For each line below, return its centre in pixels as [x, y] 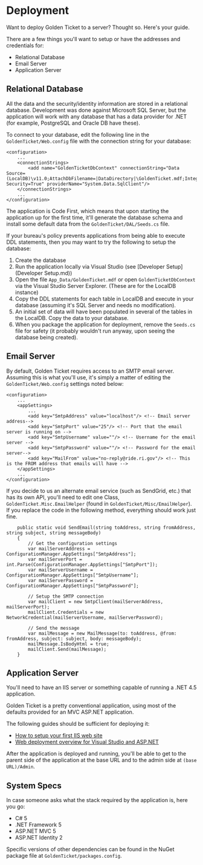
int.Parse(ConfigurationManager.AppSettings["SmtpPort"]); [82, 564]
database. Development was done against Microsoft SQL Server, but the [96, 110]
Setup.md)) [58, 273]
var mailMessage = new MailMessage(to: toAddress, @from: [102, 633]
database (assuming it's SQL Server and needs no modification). [95, 305]
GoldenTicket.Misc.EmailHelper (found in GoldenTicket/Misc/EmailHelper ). [99, 503]
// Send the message [54, 628]
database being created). [47, 337]
